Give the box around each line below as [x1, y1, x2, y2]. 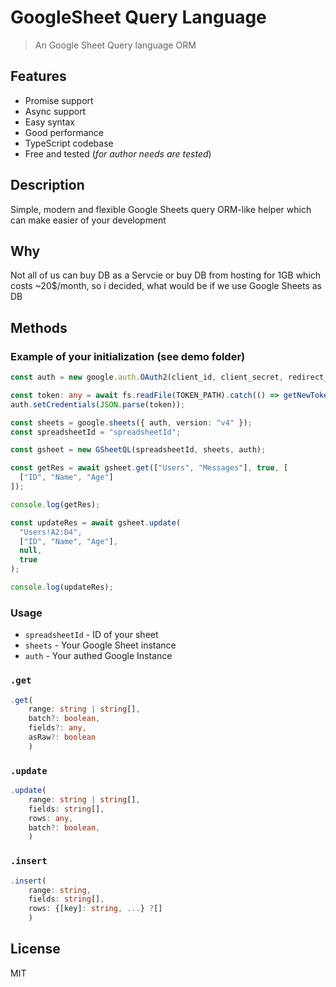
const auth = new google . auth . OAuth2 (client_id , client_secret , [10, 372, 284, 383]
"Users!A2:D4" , [19, 527, 83, 537]
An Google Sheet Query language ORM [34, 39, 197, 51]
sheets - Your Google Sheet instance [24, 639, 177, 651]
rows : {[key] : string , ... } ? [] [28, 904, 163, 914]
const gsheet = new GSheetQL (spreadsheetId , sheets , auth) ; [10, 445, 267, 455]
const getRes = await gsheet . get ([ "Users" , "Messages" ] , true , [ [10, 463, 289, 473]
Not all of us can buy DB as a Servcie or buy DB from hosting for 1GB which [10, 269, 322, 281]
